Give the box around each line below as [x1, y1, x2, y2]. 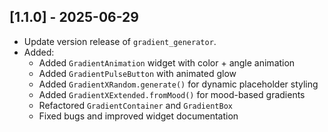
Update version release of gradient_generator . [23, 35, 217, 47]
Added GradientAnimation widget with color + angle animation [38, 56, 296, 69]
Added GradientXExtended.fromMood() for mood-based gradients [38, 88, 306, 100]
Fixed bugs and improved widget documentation [38, 110, 239, 122]
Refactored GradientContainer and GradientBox [38, 99, 233, 111]
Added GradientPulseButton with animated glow [38, 67, 237, 79]
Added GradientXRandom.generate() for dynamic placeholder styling [38, 78, 319, 90]
